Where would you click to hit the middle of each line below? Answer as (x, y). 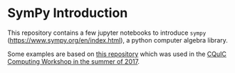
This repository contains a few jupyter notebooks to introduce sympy (107, 33)
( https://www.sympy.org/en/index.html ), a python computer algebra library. (117, 40)
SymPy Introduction (68, 13)
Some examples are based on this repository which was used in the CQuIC (117, 54)
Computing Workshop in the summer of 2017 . (74, 61)
